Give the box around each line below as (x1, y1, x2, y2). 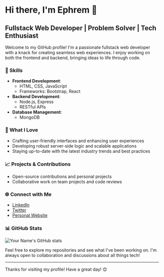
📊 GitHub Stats (5, 225, 42, 232)
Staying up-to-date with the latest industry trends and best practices (12, 148, 150, 154)
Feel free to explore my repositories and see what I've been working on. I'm (5, 247, 157, 253)
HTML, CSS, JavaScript (19, 83, 67, 89)
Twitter (12, 207, 27, 213)
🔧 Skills (5, 67, 23, 74)
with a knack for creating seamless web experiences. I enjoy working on (5, 50, 150, 55)
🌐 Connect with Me (5, 191, 52, 197)
